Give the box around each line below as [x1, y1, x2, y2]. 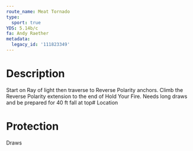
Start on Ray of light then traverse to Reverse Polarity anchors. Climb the [6, 86, 184, 93]
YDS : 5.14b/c [6, 25, 38, 31]
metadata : [6, 36, 31, 42]
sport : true [11, 19, 41, 25]
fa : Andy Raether [6, 31, 49, 37]
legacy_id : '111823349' [11, 42, 70, 48]
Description [6, 67, 65, 80]
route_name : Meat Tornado [6, 8, 70, 15]
